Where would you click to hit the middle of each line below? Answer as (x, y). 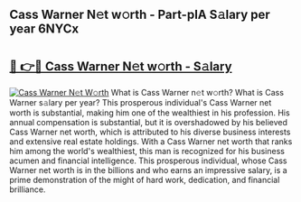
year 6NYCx (44, 29)
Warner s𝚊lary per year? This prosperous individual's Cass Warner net (141, 102)
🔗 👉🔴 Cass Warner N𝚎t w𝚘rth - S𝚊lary (121, 66)
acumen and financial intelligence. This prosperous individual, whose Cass (148, 161)
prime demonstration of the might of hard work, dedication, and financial (145, 180)
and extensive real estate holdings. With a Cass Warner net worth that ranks (151, 142)
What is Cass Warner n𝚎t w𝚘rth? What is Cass (198, 92)
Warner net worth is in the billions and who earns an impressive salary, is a (148, 170)
